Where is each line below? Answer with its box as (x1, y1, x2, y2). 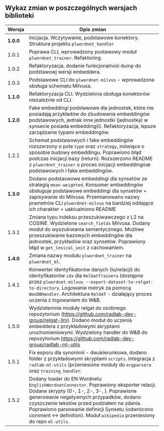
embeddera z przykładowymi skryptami (29, 323, 120, 329)
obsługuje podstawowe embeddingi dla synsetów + (29, 187, 147, 194)
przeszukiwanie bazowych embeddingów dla (29, 232, 133, 239)
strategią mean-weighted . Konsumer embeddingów (29, 181, 143, 188)
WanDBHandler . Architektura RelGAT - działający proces (29, 290, 152, 297)
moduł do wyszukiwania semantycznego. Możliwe (29, 226, 144, 232)
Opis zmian (79, 26, 106, 33)
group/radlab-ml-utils (29, 341, 81, 348)
